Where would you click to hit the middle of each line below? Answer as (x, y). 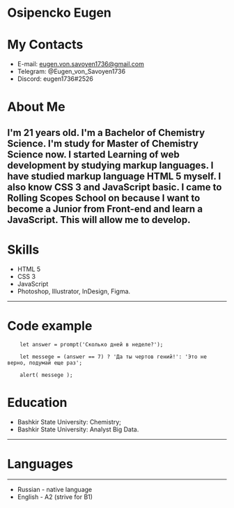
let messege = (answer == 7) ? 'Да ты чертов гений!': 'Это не (114, 357)
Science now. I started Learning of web (93, 154)
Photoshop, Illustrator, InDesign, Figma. (74, 291)
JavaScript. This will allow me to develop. (99, 220)
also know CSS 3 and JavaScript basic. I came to (115, 187)
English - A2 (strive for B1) (55, 497)
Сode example (50, 326)
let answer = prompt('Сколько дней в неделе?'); (92, 344)
